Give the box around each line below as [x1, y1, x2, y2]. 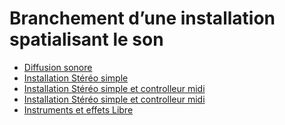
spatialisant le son [9, 28, 164, 51]
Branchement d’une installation [9, 7, 276, 30]
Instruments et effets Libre [23, 103, 134, 116]
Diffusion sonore [23, 61, 93, 73]
